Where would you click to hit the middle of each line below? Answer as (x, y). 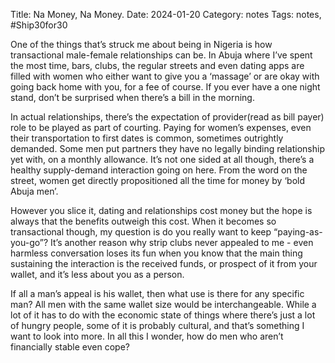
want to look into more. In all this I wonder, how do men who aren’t (147, 336)
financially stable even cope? (70, 347)
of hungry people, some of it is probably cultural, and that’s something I (157, 325)
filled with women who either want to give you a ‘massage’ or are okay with (165, 76)
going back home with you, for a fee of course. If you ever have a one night (165, 87)
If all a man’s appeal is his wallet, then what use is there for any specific (157, 293)
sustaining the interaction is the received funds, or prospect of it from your (164, 263)
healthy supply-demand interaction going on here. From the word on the (159, 170)
